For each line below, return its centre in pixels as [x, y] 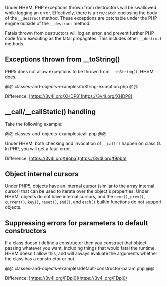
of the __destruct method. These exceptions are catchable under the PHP [81, 18]
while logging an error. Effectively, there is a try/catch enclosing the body [81, 13]
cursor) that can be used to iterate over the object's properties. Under [77, 191]
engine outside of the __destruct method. [48, 23]
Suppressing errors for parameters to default [77, 223]
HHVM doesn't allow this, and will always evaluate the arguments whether [81, 254]
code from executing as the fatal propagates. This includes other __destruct [84, 38]
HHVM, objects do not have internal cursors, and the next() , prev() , [75, 197]
